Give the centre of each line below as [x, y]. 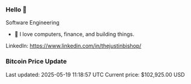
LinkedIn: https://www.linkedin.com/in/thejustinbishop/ [74, 46]
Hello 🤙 [16, 10]
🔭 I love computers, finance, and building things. [74, 34]
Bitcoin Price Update [36, 61]
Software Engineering [33, 23]
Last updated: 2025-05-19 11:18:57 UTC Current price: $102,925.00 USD [95, 74]
